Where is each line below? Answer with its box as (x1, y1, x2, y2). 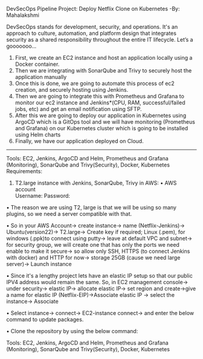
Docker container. (14, 60, 60, 68)
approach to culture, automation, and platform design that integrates (6, 30, 177, 37)
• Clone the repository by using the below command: (6, 328, 138, 334)
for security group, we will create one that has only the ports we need (6, 241, 180, 248)
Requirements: (6, 168, 42, 174)
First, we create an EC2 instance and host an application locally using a (14, 54, 193, 61)
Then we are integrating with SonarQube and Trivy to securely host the (14, 67, 192, 74)
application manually (14, 74, 67, 80)
